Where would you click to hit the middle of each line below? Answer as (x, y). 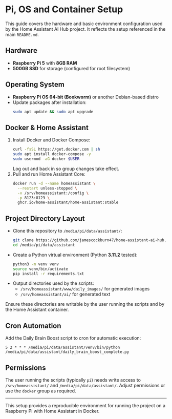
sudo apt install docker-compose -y (52, 154)
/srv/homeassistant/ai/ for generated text (65, 294)
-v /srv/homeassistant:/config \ (53, 193)
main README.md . (22, 34)
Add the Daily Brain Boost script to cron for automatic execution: (73, 338)
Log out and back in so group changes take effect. (66, 169)
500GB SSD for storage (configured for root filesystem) (71, 68)
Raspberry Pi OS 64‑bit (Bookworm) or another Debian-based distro (85, 97)
